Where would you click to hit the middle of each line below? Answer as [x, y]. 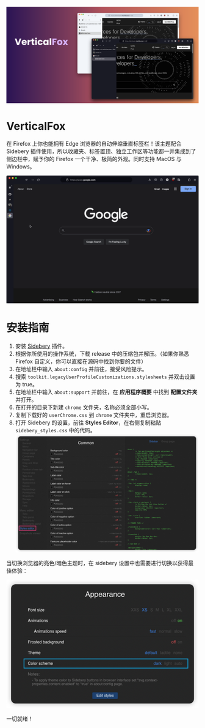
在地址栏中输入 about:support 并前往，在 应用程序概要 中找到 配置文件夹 [106, 392]
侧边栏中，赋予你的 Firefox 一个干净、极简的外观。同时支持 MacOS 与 [94, 159]
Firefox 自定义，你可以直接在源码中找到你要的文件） [81, 361]
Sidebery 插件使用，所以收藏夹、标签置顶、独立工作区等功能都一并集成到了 [101, 151]
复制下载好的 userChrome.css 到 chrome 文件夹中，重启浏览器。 [94, 415]
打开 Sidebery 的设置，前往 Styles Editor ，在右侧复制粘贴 [88, 422]
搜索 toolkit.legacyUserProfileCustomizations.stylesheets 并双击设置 [105, 377]
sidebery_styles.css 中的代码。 [55, 430]
